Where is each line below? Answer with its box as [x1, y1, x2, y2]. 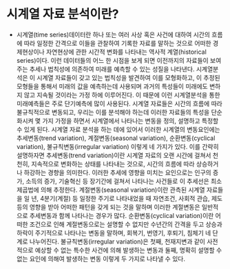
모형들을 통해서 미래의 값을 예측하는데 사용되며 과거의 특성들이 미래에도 [16, 82, 208, 90]
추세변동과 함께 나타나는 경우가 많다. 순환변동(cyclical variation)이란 [29, 211, 214, 219]
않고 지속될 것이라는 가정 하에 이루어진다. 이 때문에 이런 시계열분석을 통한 [23, 90, 221, 99]
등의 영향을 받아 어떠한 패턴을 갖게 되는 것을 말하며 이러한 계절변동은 [16, 203, 200, 211]
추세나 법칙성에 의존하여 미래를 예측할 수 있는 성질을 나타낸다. [29, 65, 195, 73]
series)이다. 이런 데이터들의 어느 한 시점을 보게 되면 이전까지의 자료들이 [16, 56, 209, 64]
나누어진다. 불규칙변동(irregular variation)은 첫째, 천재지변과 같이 [29, 237, 206, 246]
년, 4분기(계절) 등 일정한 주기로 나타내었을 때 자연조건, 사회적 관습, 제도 [31, 194, 223, 202]
